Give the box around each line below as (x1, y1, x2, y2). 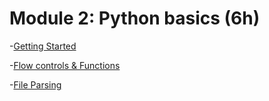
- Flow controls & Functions (9, 59, 121, 71)
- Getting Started (9, 40, 77, 52)
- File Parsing (9, 78, 62, 91)
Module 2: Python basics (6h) (9, 7, 261, 30)
